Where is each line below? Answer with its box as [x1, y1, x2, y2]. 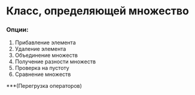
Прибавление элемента [14, 39, 76, 46]
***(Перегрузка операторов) [6, 82, 83, 90]
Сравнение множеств [14, 71, 71, 78]
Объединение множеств [14, 52, 78, 59]
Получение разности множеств [14, 58, 96, 65]
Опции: [6, 26, 29, 34]
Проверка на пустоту [14, 65, 70, 72]
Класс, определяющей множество [6, 4, 190, 18]
